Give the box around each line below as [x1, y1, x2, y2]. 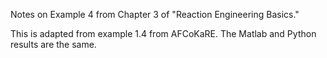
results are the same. [10, 39, 97, 50]
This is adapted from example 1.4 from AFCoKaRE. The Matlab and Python [10, 28, 317, 39]
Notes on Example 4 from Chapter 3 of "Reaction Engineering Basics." [10, 9, 300, 20]
